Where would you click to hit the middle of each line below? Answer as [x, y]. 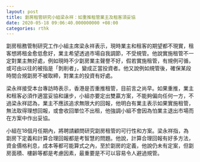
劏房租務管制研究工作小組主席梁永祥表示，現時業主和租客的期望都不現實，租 [100, 46]
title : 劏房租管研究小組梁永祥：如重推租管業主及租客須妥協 [71, 17]
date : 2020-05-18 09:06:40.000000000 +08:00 [62, 23]
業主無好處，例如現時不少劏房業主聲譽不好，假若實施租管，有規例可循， [105, 61]
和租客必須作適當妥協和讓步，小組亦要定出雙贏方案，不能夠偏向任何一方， [97, 96]
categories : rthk [28, 28]
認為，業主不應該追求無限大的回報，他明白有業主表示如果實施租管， [110, 103]
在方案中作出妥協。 [30, 118]
